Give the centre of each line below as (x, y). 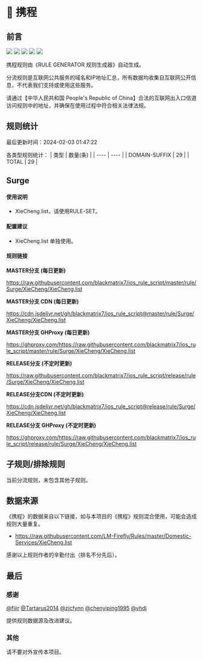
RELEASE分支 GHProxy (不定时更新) (51, 425)
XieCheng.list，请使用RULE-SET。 (58, 211)
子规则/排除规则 (36, 464)
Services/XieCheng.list (43, 543)
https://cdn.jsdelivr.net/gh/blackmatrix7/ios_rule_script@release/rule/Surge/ (101, 406)
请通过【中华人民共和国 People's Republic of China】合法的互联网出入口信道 (101, 98)
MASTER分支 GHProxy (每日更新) (48, 332)
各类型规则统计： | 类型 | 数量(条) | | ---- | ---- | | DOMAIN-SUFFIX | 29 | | (98, 155)
